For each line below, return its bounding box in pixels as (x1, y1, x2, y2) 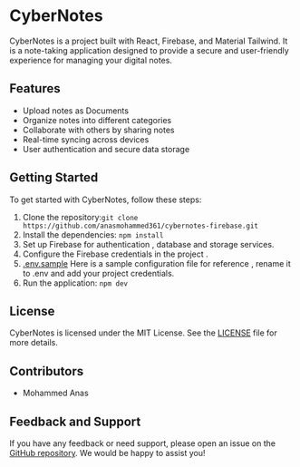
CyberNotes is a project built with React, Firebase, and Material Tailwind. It (9, 35, 288, 46)
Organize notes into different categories (22, 114, 172, 125)
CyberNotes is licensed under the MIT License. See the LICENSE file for (9, 327, 278, 338)
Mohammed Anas (22, 387, 89, 399)
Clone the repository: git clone (22, 211, 139, 222)
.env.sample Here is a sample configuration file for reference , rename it (22, 258, 292, 268)
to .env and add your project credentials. (22, 268, 175, 278)
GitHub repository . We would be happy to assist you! (9, 448, 206, 458)
